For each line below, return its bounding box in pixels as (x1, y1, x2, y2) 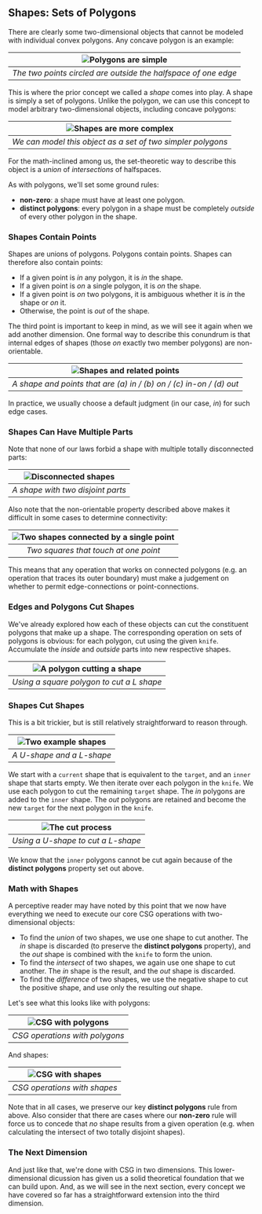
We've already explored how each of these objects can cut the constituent (8, 619, 249, 629)
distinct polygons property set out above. (8, 864, 144, 873)
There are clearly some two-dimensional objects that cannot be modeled (8, 27, 244, 36)
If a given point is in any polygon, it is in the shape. (19, 273, 184, 282)
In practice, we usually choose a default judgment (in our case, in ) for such (8, 398, 251, 408)
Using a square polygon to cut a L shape (12, 676, 162, 687)
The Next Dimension (8, 1147, 88, 1158)
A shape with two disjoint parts (12, 485, 127, 496)
